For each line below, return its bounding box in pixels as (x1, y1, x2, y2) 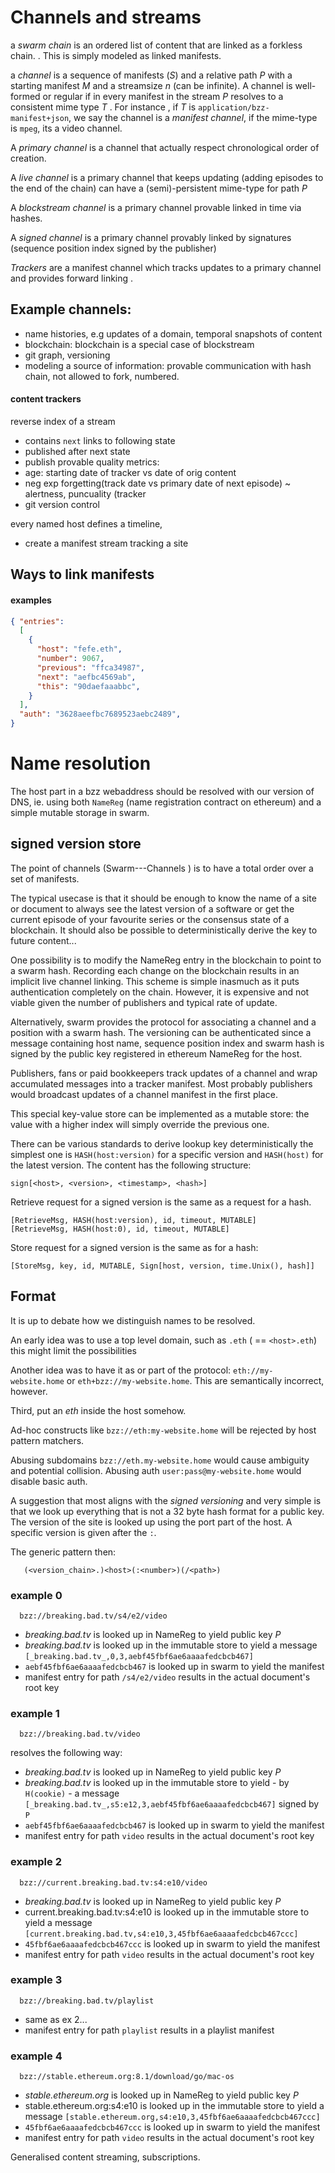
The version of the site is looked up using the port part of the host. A (10, 1516, 293, 1528)
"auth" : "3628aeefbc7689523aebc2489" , (19, 709, 182, 720)
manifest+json (10, 113, 70, 123)
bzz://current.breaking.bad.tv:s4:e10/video (19, 1877, 208, 1888)
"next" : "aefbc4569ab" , (36, 672, 137, 682)
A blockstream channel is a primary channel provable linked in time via (10, 201, 302, 213)
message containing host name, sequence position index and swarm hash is (10, 1037, 325, 1049)
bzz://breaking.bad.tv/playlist (19, 1996, 155, 2006)
